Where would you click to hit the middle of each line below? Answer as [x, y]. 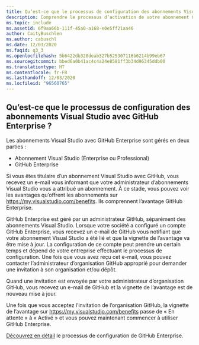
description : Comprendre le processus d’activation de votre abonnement [98, 17]
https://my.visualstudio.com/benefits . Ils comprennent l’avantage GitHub [94, 201]
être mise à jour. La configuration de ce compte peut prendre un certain [93, 244]
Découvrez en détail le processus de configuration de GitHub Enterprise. [95, 335]
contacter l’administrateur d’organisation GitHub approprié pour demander [97, 263]
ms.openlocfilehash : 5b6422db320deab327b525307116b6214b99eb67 [86, 56]
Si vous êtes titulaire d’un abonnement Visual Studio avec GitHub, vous [93, 176]
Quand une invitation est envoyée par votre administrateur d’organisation [95, 281]
